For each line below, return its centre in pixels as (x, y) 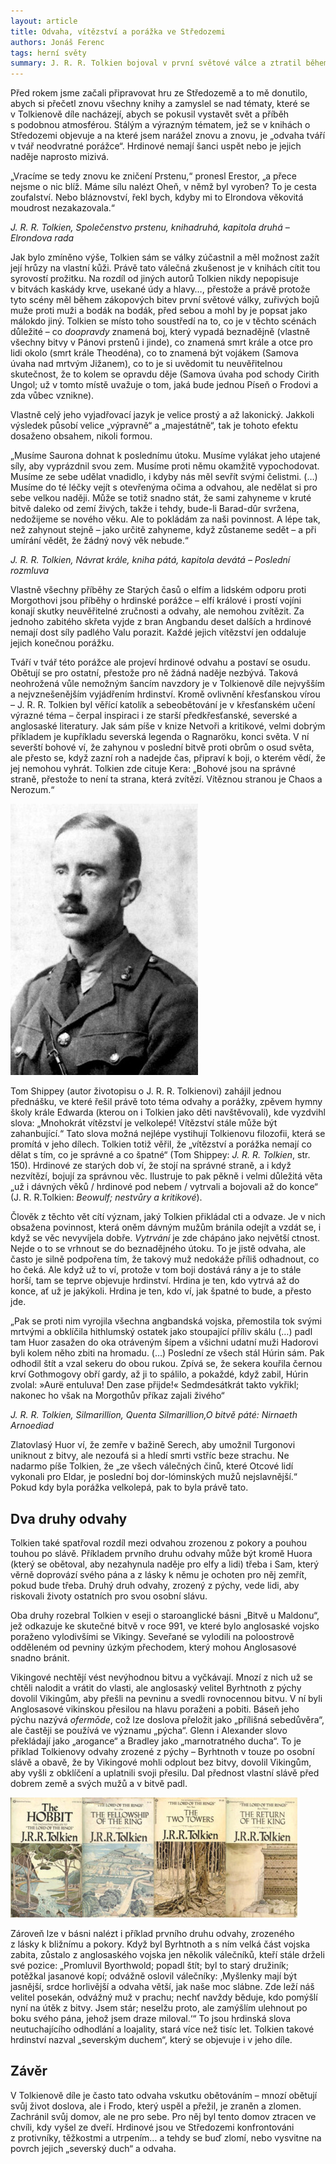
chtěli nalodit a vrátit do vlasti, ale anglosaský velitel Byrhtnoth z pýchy (156, 1687)
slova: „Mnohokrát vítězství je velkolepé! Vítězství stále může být (144, 1123)
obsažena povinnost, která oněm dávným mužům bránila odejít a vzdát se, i (166, 1227)
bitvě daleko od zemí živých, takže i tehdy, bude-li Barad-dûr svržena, (155, 509)
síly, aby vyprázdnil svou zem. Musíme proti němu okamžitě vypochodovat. (165, 466)
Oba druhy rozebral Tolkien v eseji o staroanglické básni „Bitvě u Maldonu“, (165, 1615)
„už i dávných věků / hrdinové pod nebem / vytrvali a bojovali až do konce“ (164, 1187)
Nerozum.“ (32, 790)
